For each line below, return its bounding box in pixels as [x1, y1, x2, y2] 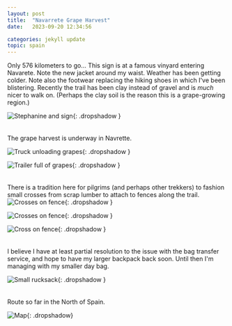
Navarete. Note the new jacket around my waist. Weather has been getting [7, 69, 222, 77]
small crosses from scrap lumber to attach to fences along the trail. [7, 191, 200, 199]
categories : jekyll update [7, 36, 86, 42]
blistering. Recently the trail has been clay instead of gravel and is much [7, 84, 214, 92]
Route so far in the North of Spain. [7, 297, 106, 306]
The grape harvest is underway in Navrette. [7, 134, 132, 143]
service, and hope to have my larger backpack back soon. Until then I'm [7, 255, 214, 263]
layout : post [7, 10, 45, 17]
